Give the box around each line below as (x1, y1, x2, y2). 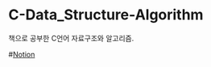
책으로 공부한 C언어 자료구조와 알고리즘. (8, 33, 134, 43)
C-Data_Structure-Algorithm (8, 6, 204, 24)
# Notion (8, 49, 35, 59)
